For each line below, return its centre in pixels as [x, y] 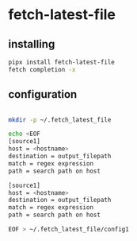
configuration [43, 94]
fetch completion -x [42, 69]
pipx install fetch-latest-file [61, 62]
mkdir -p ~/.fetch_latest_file [60, 120]
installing [32, 44]
